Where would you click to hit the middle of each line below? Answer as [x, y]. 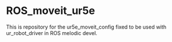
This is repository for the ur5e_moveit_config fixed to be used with [86, 27]
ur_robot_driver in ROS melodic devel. [52, 33]
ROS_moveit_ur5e [50, 11]
